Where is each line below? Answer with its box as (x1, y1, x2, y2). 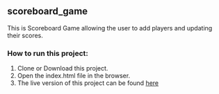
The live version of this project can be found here (17, 79, 159, 87)
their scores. (7, 31, 44, 39)
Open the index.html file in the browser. (17, 72, 131, 80)
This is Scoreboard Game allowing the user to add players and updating (7, 23, 213, 32)
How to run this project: (7, 48, 89, 58)
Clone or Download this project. (17, 64, 108, 73)
